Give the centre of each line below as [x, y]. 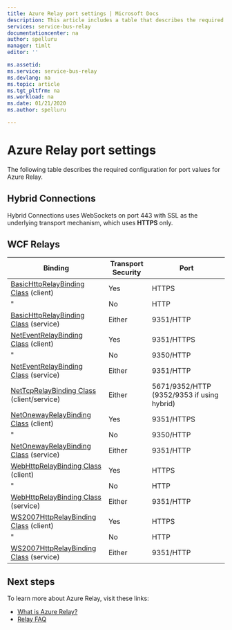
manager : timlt [29, 46]
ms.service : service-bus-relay [52, 71]
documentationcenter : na [43, 33]
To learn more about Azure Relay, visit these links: [78, 598]
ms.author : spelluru [37, 110]
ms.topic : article [33, 84]
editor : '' [23, 53]
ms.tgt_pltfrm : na [33, 91]
